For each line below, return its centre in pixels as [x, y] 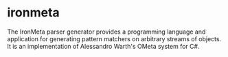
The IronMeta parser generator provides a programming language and [106, 32]
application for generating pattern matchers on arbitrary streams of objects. [114, 38]
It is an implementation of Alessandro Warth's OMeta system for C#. [104, 46]
